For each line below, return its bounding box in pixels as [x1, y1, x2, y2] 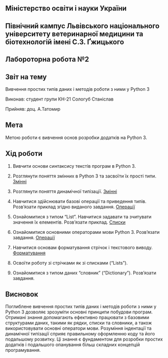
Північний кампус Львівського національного [5, 22, 160, 30]
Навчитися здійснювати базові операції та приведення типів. [12, 198, 147, 204]
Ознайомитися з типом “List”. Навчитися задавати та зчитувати [12, 213, 152, 220]
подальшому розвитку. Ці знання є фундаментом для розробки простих [5, 336, 163, 343]
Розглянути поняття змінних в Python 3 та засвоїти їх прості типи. [12, 173, 157, 179]
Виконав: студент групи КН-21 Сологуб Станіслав [5, 96, 114, 102]
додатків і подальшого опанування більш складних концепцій [5, 342, 140, 348]
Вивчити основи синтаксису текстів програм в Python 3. [12, 163, 136, 169]
